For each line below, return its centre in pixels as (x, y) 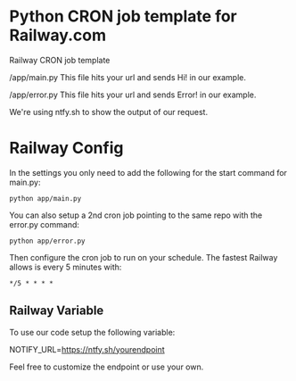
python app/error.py (48, 241)
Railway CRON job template (60, 60)
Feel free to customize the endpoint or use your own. (107, 367)
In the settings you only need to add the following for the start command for (148, 172)
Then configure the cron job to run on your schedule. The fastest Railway (144, 257)
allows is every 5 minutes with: (66, 267)
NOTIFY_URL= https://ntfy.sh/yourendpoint (87, 349)
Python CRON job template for (123, 17)
